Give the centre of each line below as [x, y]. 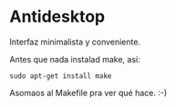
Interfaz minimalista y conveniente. [75, 42]
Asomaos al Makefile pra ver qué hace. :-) [88, 92]
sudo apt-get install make [61, 76]
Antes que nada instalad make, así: [75, 59]
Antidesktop [57, 17]
